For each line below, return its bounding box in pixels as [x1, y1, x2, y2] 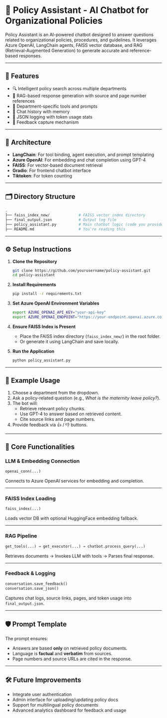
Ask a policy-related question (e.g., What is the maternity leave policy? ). [12, 395, 161, 401]
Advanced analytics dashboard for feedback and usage [12, 708, 127, 714]
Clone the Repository [12, 258, 57, 264]
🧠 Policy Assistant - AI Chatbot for [5, 4, 149, 16]
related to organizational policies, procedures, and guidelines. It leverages [5, 37, 157, 43]
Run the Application [12, 348, 55, 354]
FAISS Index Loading [5, 495, 56, 502]
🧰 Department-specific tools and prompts [12, 103, 98, 109]
